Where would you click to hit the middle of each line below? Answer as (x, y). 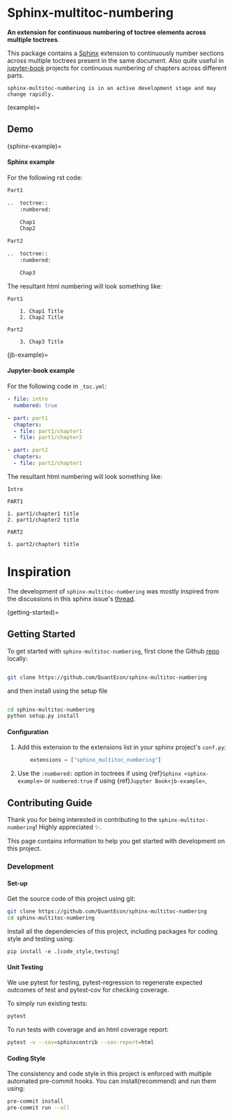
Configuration (28, 732)
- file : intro (28, 399)
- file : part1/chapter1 (48, 431)
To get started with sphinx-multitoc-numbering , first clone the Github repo (114, 651)
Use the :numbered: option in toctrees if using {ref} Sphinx (99, 774)
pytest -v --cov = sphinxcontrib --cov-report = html (81, 1043)
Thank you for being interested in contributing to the (82, 820)
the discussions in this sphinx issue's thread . (71, 598)
